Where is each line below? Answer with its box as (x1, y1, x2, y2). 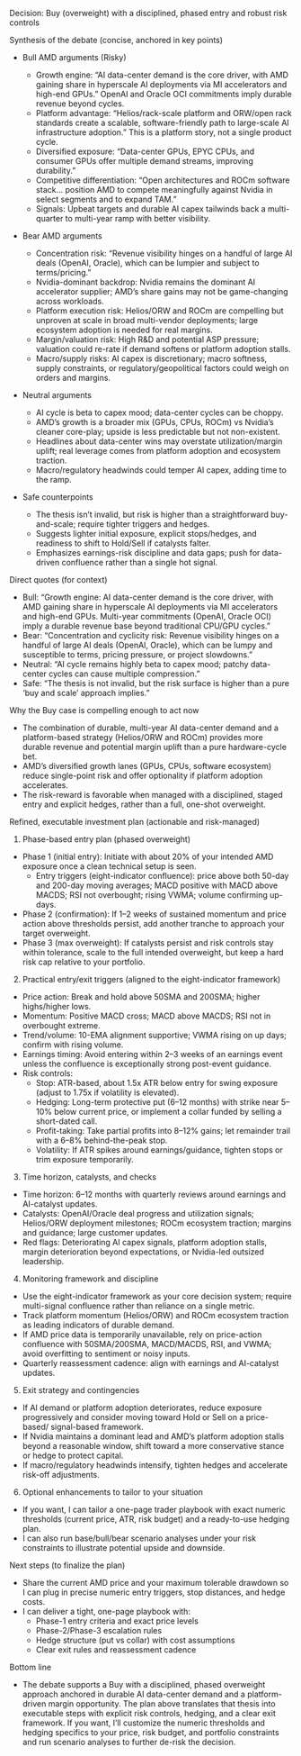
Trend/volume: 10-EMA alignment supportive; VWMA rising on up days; (22, 1030, 288, 1040)
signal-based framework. (50, 1422, 144, 1432)
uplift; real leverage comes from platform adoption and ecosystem (35, 446, 281, 456)
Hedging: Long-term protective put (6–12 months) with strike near (35, 1097, 279, 1107)
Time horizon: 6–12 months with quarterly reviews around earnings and (22, 1189, 286, 1199)
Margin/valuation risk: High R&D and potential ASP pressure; (35, 334, 260, 345)
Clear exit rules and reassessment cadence (35, 1644, 197, 1655)
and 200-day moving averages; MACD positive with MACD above (35, 880, 279, 891)
